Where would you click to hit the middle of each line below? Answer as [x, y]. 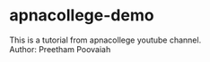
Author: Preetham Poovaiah [60, 49]
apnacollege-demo [82, 15]
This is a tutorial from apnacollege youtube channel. [105, 40]
